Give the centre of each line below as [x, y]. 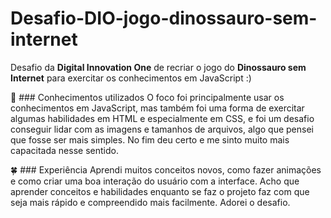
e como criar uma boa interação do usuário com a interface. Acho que [155, 181]
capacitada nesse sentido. [64, 150]
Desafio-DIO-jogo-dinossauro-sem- [164, 18]
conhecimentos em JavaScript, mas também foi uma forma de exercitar [157, 108]
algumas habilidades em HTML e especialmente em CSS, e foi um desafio [162, 118]
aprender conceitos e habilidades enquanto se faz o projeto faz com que [160, 191]
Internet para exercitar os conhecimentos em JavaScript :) [131, 78]
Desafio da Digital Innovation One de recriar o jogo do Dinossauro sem [158, 67]
